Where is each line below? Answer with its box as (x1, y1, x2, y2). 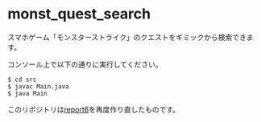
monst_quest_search (7, 5, 151, 23)
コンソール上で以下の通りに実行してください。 (7, 59, 163, 69)
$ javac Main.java (7, 82, 69, 91)
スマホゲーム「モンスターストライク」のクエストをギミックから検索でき (7, 32, 246, 42)
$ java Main (7, 89, 48, 97)
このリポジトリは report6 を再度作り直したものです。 (7, 104, 180, 114)
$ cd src (7, 75, 37, 83)
